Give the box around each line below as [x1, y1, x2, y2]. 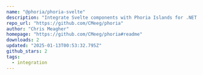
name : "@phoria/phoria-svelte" [6, 8, 86, 15]
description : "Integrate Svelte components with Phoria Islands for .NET [6, 15, 198, 21]
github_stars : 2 [6, 48, 47, 54]
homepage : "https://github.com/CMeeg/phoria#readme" [6, 31, 143, 37]
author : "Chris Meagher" [6, 25, 69, 32]
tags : [6, 54, 20, 60]
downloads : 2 [6, 37, 40, 43]
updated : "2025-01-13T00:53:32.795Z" [6, 43, 102, 49]
